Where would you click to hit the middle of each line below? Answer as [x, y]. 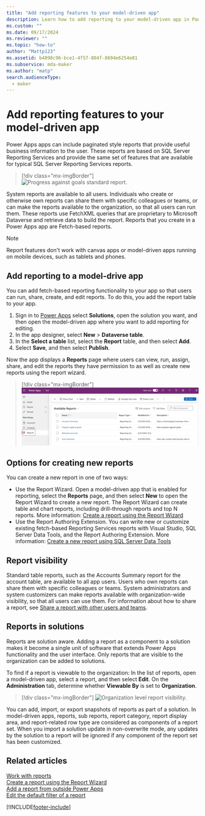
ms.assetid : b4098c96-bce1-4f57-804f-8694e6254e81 [72, 58]
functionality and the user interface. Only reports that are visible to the [95, 654]
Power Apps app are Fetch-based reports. [59, 226]
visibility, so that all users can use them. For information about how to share [101, 601]
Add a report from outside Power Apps [55, 789]
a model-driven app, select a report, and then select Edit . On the [88, 679]
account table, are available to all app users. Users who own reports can [97, 581]
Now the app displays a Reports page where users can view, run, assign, [98, 359]
